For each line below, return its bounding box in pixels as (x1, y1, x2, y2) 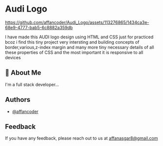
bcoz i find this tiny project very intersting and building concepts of (5, 39, 140, 45)
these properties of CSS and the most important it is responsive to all (5, 49, 144, 55)
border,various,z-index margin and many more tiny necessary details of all (5, 44, 154, 50)
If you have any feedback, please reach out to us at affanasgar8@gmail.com (5, 135, 158, 141)
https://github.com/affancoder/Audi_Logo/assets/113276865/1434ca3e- (5, 19, 149, 25)
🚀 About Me (5, 69, 41, 77)
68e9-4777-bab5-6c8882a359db (5, 24, 73, 30)
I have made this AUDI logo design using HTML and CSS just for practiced (5, 34, 154, 40)
